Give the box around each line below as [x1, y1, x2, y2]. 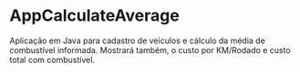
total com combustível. [9, 54, 96, 65]
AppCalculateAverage [9, 5, 180, 26]
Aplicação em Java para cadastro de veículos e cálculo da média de [9, 35, 266, 46]
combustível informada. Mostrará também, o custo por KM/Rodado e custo [9, 44, 291, 55]
